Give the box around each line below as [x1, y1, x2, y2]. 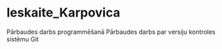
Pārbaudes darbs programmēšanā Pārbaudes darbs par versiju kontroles [6, 28, 216, 36]
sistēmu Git [6, 35, 39, 43]
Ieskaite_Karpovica [6, 5, 120, 21]
